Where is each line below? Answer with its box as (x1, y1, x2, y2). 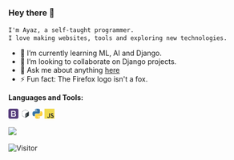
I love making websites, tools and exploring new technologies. (8, 34, 228, 42)
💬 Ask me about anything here (19, 66, 120, 75)
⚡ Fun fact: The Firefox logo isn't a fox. (19, 74, 148, 84)
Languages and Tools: (8, 93, 84, 102)
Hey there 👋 (8, 7, 54, 18)
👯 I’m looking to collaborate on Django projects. (19, 57, 177, 66)
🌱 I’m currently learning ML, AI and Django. (19, 48, 162, 58)
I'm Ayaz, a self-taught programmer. (8, 26, 135, 34)
